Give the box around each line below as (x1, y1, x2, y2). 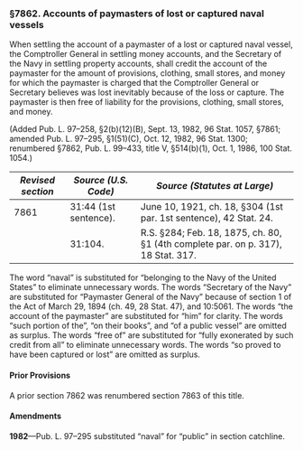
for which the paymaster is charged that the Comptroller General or (9, 78, 260, 89)
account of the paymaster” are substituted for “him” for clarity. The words (9, 311, 284, 322)
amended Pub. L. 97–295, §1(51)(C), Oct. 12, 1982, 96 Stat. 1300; (9, 134, 248, 145)
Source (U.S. (73, 174, 129, 187)
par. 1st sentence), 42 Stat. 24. (140, 211, 273, 224)
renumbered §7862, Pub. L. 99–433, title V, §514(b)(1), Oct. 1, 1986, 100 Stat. (9, 143, 293, 154)
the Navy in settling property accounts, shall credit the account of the (9, 58, 268, 70)
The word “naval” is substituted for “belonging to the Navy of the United (9, 272, 277, 283)
